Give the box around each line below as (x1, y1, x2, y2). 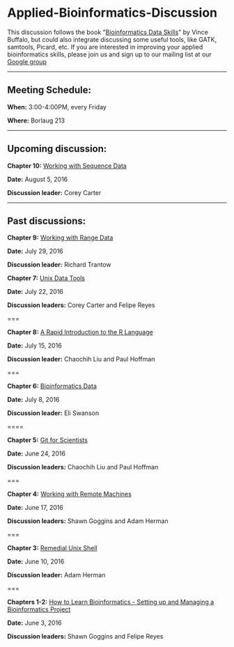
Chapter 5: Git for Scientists (7, 436, 88, 444)
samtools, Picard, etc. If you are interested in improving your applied (7, 42, 203, 51)
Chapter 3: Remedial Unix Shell (7, 544, 97, 552)
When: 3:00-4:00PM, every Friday (7, 102, 107, 111)
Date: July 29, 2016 (7, 247, 64, 256)
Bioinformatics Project (7, 605, 71, 614)
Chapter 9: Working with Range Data (7, 233, 114, 242)
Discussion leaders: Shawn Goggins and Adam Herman (7, 517, 169, 525)
